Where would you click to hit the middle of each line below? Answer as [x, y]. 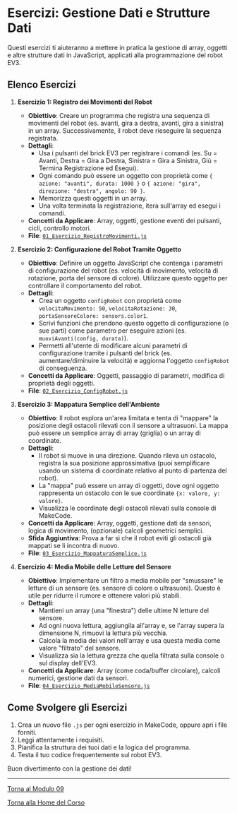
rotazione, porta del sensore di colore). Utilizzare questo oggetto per [128, 278]
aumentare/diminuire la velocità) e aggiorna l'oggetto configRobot [134, 360]
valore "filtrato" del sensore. [80, 648]
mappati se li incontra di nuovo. [74, 545]
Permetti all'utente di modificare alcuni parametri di [113, 345]
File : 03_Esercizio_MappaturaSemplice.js [87, 553]
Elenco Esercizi [42, 85]
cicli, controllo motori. [60, 228]
